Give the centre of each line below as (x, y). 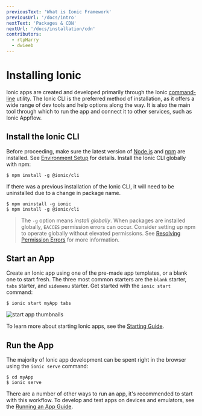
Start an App (30, 259)
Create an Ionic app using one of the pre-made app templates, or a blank (97, 273)
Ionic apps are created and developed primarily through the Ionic (87, 92)
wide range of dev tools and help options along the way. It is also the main (98, 105)
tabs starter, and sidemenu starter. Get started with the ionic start (89, 286)
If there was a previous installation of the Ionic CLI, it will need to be (90, 186)
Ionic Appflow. (24, 118)
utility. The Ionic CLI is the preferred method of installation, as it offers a (106, 98)
